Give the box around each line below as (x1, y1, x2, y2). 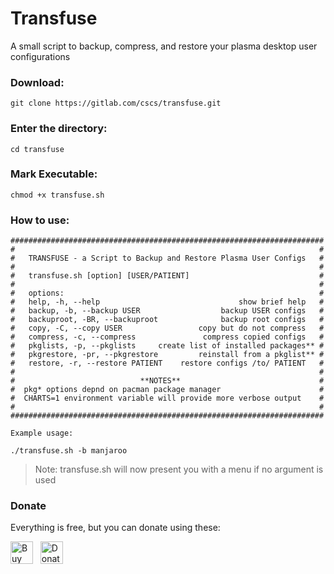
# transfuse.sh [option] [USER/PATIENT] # (10, 271, 325, 281)
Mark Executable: (10, 167, 98, 181)
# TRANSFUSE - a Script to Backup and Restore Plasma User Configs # (10, 253, 325, 264)
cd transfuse (10, 144, 65, 154)
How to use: (10, 213, 70, 227)
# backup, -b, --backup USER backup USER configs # (10, 306, 325, 316)
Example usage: (10, 428, 74, 439)
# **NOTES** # (10, 376, 325, 386)
